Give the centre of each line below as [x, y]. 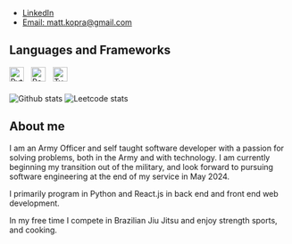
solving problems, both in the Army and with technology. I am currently [140, 157]
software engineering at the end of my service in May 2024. [120, 176]
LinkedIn [38, 13]
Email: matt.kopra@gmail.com [77, 22]
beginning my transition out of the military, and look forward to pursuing [142, 167]
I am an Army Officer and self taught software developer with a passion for [146, 148]
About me [37, 127]
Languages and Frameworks [90, 50]
